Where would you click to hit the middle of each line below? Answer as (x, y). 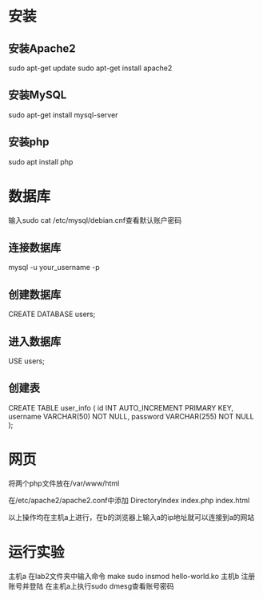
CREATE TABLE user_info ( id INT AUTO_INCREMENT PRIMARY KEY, (121, 407)
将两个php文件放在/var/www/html (64, 483)
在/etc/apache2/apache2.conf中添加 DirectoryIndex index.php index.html (129, 500)
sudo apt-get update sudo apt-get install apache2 (90, 68)
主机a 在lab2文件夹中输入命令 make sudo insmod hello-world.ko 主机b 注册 (132, 576)
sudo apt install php (41, 161)
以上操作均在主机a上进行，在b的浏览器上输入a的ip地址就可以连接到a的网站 (131, 517)
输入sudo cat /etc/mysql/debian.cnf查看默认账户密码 (95, 220)
